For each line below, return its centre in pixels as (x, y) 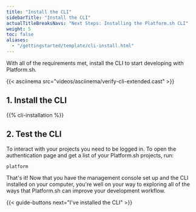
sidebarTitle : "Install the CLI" (49, 18)
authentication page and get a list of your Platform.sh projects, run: (90, 155)
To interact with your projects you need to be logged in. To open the (91, 149)
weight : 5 (19, 29)
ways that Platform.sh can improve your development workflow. (86, 191)
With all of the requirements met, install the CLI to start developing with (95, 63)
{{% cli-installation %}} (35, 115)
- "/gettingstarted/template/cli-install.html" (73, 46)
